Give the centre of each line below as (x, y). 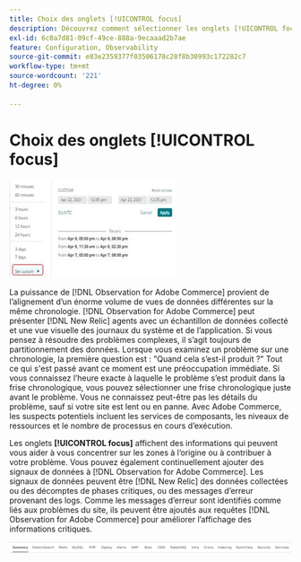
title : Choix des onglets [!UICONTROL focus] (95, 19)
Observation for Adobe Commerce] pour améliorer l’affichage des (131, 519)
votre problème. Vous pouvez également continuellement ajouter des (137, 461)
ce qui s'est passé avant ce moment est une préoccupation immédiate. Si (145, 368)
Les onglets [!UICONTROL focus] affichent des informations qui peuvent (143, 443)
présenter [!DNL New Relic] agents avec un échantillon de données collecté (149, 321)
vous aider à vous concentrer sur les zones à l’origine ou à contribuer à (140, 452)
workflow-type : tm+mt (50, 66)
